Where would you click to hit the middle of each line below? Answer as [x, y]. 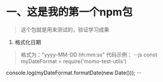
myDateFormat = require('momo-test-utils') [73, 61]
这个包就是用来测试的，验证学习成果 [65, 29]
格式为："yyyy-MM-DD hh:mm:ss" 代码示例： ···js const [89, 54]
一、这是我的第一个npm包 [69, 12]
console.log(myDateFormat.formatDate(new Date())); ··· [74, 73]
